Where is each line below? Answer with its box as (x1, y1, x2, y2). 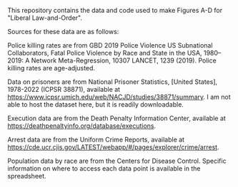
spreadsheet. (7, 172, 46, 180)
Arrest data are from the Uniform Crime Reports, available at (7, 135, 184, 144)
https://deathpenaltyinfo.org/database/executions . (7, 122, 157, 130)
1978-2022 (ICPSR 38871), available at (7, 85, 120, 93)
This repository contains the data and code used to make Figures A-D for (7, 6, 223, 14)
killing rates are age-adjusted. (7, 64, 95, 72)
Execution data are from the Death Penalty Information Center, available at (7, 114, 227, 122)
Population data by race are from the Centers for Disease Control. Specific (7, 156, 227, 165)
